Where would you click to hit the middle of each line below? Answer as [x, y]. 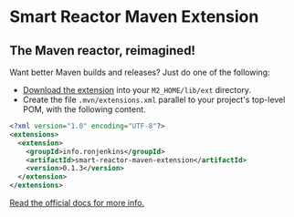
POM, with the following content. [84, 109]
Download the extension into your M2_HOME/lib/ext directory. [137, 90]
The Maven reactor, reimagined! [103, 51]
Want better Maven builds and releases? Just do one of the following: [140, 72]
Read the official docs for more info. [77, 203]
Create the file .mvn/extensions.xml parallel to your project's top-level [154, 99]
